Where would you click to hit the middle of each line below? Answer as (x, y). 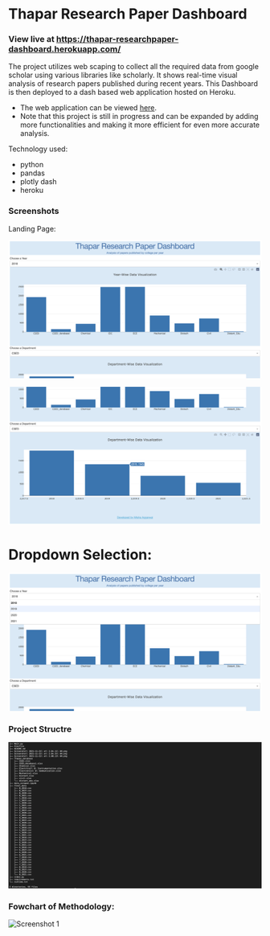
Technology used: (38, 149)
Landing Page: (32, 228)
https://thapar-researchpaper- (117, 39)
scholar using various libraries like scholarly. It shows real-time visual (123, 75)
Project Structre (40, 729)
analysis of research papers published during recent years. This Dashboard (133, 84)
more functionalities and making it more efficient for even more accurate (140, 125)
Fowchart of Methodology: (61, 906)
